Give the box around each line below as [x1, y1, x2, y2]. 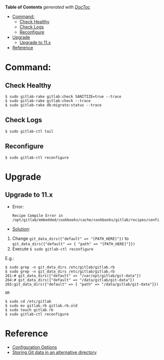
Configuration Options [12, 344, 57, 350]
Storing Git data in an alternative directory [12, 349, 97, 355]
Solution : [12, 226, 30, 232]
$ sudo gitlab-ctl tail [5, 129, 54, 134]
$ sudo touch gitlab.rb [5, 307, 54, 312]
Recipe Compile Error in [12, 213, 63, 218]
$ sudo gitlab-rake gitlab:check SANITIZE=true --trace [5, 94, 121, 99]
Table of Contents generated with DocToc [5, 4, 91, 10]
